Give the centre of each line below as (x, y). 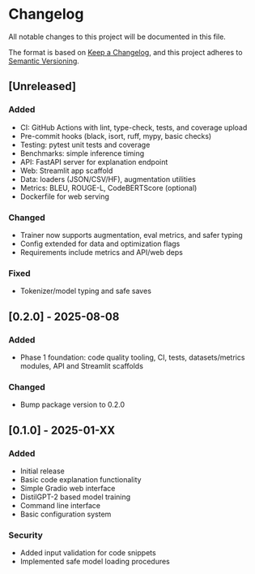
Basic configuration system (66, 514)
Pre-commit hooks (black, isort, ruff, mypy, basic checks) (116, 136)
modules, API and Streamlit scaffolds (82, 365)
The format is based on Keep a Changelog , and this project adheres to (125, 52)
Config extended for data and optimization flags (100, 244)
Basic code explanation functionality (81, 479)
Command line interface (60, 505)
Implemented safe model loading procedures (95, 562)
